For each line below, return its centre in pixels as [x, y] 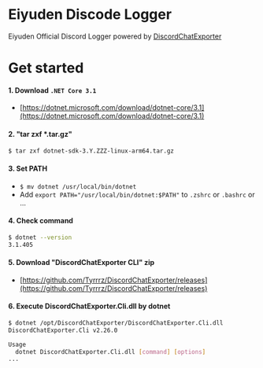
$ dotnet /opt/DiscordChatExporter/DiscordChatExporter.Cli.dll [116, 323]
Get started [46, 68]
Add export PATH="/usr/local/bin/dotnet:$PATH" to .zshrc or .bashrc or [137, 194]
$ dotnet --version [40, 237]
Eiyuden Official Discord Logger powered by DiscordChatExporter [115, 36]
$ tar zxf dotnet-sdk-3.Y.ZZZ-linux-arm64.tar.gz [91, 151]
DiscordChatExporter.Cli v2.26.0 [63, 330]
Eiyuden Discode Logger [90, 15]
